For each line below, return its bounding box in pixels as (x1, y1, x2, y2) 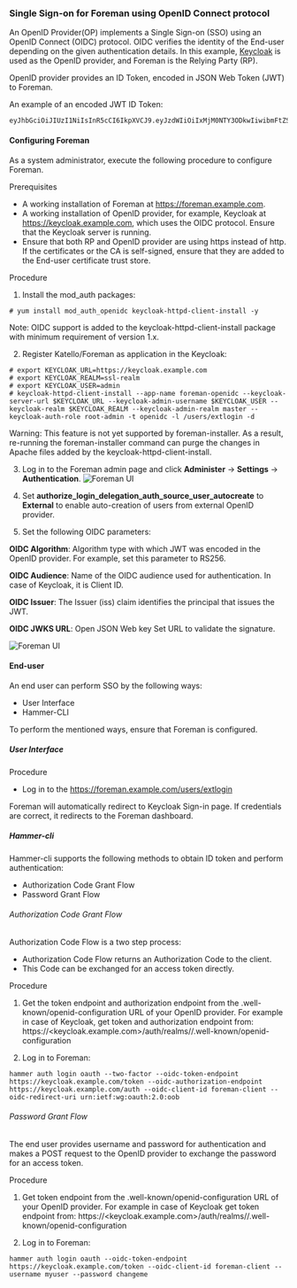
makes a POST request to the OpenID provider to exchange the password (9, 1148, 277, 1159)
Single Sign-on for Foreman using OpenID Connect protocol (9, 7, 270, 19)
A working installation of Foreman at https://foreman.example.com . (21, 198, 266, 209)
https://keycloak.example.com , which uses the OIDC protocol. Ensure (21, 217, 276, 228)
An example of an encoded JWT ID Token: (9, 99, 164, 110)
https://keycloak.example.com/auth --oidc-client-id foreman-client (9, 1084, 267, 1094)
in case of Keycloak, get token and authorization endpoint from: (21, 1016, 255, 1027)
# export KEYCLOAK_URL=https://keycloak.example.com (9, 366, 208, 375)
